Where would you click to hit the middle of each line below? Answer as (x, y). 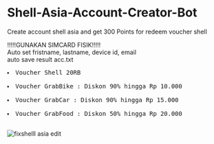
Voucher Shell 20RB (48, 72)
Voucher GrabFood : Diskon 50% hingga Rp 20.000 (99, 113)
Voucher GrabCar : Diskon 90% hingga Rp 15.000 (97, 100)
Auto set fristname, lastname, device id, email (72, 52)
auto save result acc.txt (40, 59)
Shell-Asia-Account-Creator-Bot (102, 13)
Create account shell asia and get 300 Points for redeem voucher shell (107, 32)
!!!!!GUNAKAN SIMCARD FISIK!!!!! (54, 45)
